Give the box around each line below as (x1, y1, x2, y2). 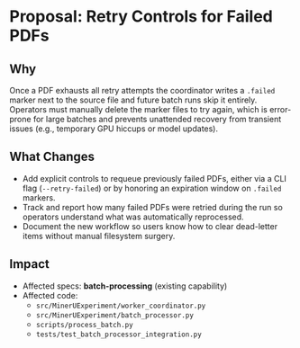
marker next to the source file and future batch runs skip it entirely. (9, 94, 258, 105)
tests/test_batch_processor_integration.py (35, 330, 203, 339)
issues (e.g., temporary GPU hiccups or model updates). (9, 123, 219, 134)
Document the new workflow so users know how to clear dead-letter (22, 220, 277, 231)
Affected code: (22, 290, 78, 300)
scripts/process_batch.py (35, 320, 133, 329)
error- (268, 104, 292, 114)
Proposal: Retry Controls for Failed (9, 6, 273, 27)
